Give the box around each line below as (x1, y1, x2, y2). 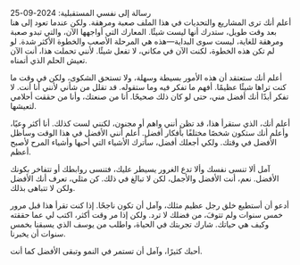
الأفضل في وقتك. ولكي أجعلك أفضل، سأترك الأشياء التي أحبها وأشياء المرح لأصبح (10, 137, 278, 147)
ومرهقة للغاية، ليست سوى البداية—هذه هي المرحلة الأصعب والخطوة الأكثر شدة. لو (10, 36, 284, 46)
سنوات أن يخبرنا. (10, 228, 66, 239)
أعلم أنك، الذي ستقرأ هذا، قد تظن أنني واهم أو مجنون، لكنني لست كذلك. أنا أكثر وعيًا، (10, 118, 291, 128)
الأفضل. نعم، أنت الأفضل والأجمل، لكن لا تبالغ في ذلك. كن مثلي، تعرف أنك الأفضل (10, 173, 279, 184)
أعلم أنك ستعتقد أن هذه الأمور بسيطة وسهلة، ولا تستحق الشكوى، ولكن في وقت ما (10, 72, 282, 83)
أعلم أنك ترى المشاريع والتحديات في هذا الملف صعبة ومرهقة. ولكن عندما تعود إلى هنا (10, 17, 292, 28)
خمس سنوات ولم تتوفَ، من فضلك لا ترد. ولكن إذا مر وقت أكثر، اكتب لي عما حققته (10, 210, 284, 219)
